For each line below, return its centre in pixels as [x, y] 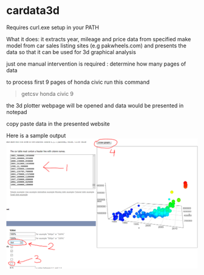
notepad [17, 112]
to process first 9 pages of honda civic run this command [78, 82]
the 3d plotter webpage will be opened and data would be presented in [95, 105]
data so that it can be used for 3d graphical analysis [71, 52]
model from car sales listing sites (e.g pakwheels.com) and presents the [97, 46]
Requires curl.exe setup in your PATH [53, 27]
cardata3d [33, 11]
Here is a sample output [36, 135]
